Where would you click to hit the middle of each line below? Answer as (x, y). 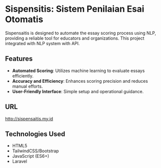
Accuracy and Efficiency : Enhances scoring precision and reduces (80, 81)
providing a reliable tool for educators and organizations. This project (75, 38)
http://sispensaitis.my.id (29, 119)
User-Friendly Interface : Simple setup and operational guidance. (78, 91)
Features (19, 59)
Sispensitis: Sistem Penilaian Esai (75, 9)
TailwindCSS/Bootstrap (35, 151)
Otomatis (24, 19)
